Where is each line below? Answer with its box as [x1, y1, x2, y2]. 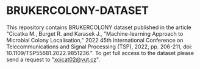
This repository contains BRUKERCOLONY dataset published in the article [6, 24, 191, 31]
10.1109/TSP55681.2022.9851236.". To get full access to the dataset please [6, 49, 194, 56]
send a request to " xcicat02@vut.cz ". [6, 56, 101, 63]
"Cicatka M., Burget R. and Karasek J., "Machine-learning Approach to [6, 30, 184, 37]
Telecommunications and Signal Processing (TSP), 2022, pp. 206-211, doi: [6, 43, 193, 50]
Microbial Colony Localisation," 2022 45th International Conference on [6, 36, 184, 44]
